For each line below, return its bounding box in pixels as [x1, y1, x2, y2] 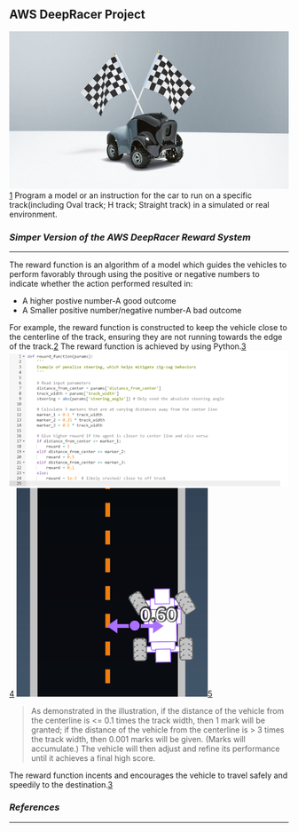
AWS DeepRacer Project [9, 7, 146, 22]
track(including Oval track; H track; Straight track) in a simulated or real [9, 199, 270, 210]
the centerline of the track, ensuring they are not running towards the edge [9, 332, 283, 343]
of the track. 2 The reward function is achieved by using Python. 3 [9, 341, 247, 352]
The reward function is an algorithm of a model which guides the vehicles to [9, 259, 287, 270]
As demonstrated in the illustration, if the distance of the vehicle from [30, 705, 285, 716]
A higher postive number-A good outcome [21, 296, 176, 306]
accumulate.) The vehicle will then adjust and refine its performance [30, 743, 280, 754]
